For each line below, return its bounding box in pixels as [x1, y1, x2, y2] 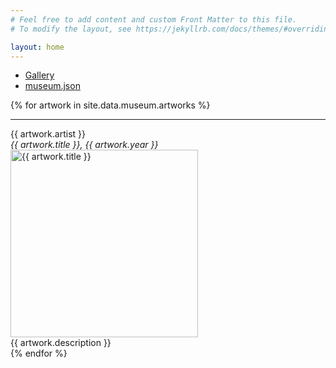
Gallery [24, 69, 55, 81]
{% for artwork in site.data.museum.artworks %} [10, 99, 211, 111]
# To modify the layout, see [10, 24, 132, 34]
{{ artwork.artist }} [10, 128, 86, 140]
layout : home [10, 42, 65, 52]
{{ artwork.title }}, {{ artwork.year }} [10, 139, 159, 151]
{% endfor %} [10, 347, 68, 360]
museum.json [24, 80, 81, 92]
